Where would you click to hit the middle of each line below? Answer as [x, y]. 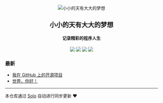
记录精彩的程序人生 [81, 38]
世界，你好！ [25, 81]
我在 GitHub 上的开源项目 [37, 75]
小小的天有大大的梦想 [81, 25]
